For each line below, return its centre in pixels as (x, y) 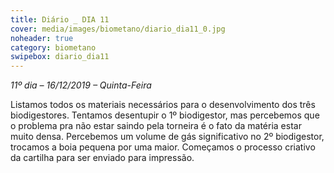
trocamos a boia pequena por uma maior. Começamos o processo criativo (163, 147)
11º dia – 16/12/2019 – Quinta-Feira (81, 85)
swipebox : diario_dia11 (60, 57)
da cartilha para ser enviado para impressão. (102, 158)
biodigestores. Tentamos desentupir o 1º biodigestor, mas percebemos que (165, 115)
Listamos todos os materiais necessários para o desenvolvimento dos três (163, 105)
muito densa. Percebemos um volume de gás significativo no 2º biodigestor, (167, 137)
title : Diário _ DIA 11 (60, 19)
